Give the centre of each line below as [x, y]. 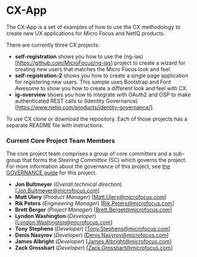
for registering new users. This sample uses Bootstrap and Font [93, 82]
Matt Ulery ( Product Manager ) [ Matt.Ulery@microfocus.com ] [90, 197]
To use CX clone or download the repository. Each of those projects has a [97, 119]
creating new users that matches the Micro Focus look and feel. [93, 69]
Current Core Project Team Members [61, 140]
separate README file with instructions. [55, 125]
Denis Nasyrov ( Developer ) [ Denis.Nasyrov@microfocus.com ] [92, 235]
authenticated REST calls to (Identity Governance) [76, 101]
